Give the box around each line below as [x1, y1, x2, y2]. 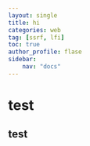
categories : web [8, 26, 61, 34]
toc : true [8, 41, 41, 49]
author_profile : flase [8, 48, 82, 56]
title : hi [8, 19, 41, 27]
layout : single [8, 11, 58, 20]
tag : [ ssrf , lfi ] [8, 33, 65, 42]
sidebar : [8, 56, 37, 64]
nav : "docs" [22, 63, 61, 71]
